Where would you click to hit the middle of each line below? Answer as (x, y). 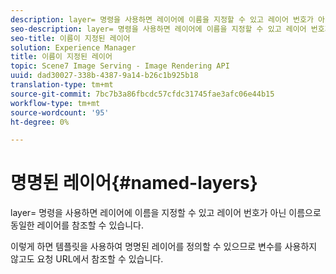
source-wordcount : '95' (60, 112)
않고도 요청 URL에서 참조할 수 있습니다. (87, 259)
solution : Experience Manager (73, 47)
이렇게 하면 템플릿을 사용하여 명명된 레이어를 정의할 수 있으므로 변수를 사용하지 (164, 247)
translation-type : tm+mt (62, 85)
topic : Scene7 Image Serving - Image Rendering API (120, 66)
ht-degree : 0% (40, 122)
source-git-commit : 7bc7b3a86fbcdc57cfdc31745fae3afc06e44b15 (142, 94)
